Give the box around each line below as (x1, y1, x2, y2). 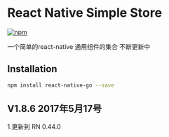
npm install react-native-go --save (7, 82, 114, 89)
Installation (7, 63, 58, 75)
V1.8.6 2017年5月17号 (7, 103, 102, 115)
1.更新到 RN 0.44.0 (7, 122, 61, 131)
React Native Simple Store (7, 5, 163, 21)
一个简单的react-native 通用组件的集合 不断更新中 (7, 42, 151, 50)
